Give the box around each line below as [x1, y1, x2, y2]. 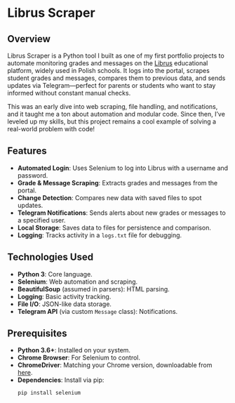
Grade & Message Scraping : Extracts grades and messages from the [17, 178, 218, 187]
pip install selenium [17, 390, 81, 397]
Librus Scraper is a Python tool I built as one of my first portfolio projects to [7, 51, 224, 60]
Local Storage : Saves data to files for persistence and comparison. [17, 223, 212, 232]
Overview [7, 33, 51, 45]
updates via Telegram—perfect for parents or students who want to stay [7, 81, 216, 89]
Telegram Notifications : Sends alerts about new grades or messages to [17, 209, 226, 217]
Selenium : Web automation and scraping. [17, 277, 138, 286]
